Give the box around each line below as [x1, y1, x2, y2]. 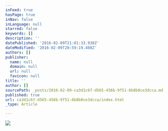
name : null [10, 59, 33, 64]
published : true [5, 92, 40, 97]
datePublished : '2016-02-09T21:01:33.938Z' [5, 41, 100, 46]
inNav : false [5, 17, 33, 22]
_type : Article [5, 102, 38, 107]
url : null [10, 69, 31, 74]
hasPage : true [5, 12, 36, 17]
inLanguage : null [5, 21, 42, 27]
